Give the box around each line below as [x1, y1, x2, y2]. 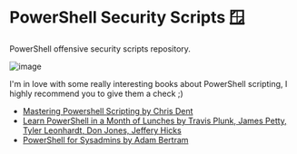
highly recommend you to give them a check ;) [9, 88, 183, 99]
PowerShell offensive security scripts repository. [9, 43, 191, 54]
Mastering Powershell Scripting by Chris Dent [22, 105, 193, 116]
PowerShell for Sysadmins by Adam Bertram [22, 134, 189, 145]
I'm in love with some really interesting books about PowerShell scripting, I [9, 78, 288, 89]
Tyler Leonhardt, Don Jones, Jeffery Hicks [22, 124, 182, 136]
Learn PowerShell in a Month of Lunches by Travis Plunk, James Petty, [22, 115, 288, 126]
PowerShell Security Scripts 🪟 [9, 7, 245, 28]
